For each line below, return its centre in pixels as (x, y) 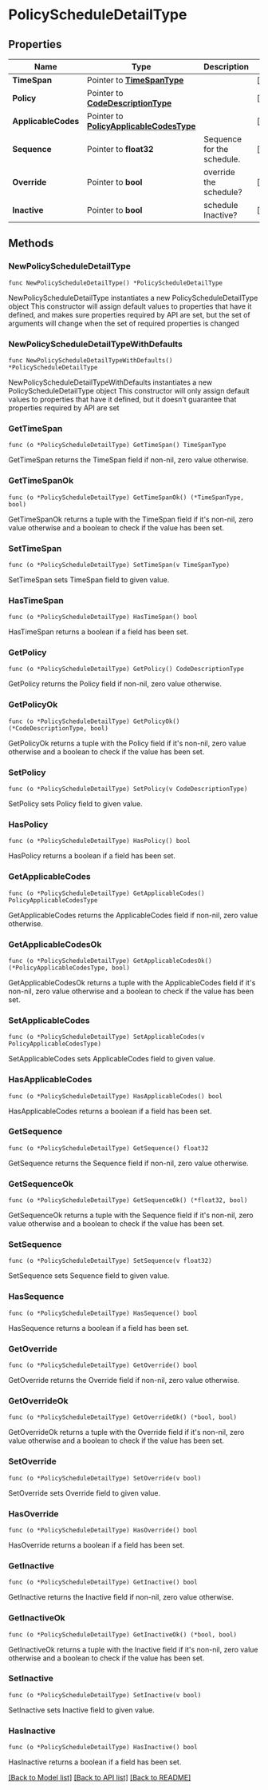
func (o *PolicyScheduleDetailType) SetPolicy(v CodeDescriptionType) (128, 789)
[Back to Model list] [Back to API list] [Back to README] (100, 1778)
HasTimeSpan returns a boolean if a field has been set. (99, 632)
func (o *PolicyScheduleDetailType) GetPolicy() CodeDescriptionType (126, 669)
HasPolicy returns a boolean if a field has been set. (92, 856)
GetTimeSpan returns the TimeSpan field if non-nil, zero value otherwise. (128, 460)
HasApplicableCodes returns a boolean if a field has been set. (110, 1111)
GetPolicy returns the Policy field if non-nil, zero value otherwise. (115, 684)
